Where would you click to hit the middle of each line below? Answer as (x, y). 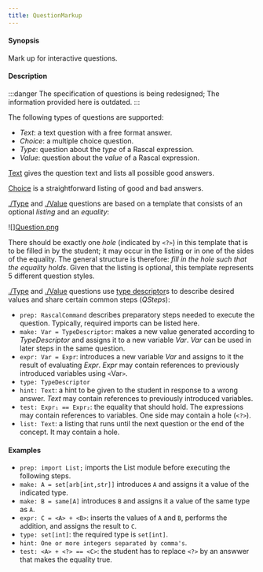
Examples (25, 450)
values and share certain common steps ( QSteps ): (89, 299)
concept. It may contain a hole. (69, 432)
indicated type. (44, 492)
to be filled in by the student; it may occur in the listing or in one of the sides (131, 251)
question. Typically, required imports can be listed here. (110, 323)
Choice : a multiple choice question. (77, 141)
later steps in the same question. (72, 348)
